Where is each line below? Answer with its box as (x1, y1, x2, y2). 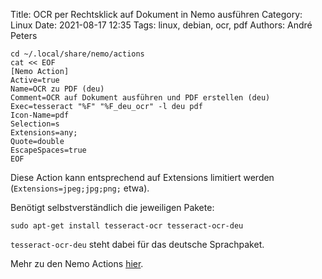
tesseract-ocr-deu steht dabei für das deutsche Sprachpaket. (10, 239, 265, 250)
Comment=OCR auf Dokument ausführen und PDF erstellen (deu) (10, 93, 271, 103)
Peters (10, 30, 38, 41)
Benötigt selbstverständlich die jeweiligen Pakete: (10, 202, 215, 213)
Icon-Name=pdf (10, 110, 70, 120)
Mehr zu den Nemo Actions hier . (10, 258, 144, 269)
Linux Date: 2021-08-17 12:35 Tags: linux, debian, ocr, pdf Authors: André (10, 19, 313, 31)
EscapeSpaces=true (10, 145, 87, 155)
